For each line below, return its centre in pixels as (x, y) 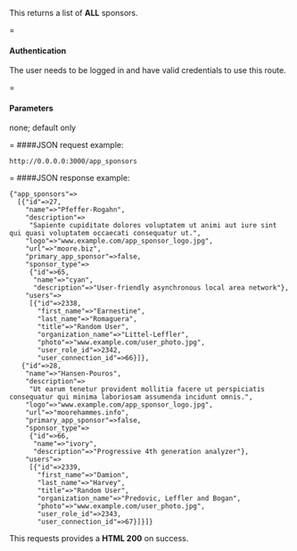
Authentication (38, 50)
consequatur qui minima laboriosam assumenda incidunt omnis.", (131, 397)
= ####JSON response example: (70, 178)
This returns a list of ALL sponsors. (74, 13)
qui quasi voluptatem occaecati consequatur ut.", (105, 234)
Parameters (31, 108)
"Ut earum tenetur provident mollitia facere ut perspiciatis (147, 390)
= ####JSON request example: (66, 145)
